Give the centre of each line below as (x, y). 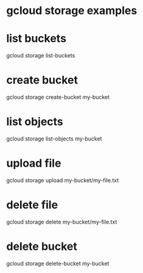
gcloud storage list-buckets (41, 56)
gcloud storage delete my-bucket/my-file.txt (62, 222)
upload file (34, 163)
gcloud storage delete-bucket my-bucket (58, 263)
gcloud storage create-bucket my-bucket (58, 97)
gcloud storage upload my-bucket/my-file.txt (63, 180)
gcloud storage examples (72, 11)
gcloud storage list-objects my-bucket (54, 139)
